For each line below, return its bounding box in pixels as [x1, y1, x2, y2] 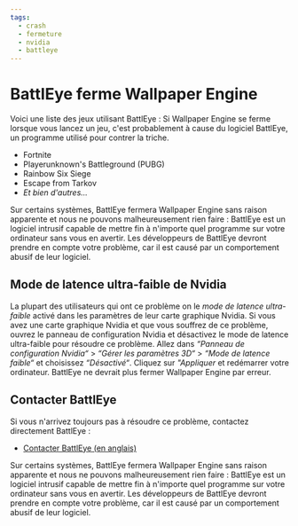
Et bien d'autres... [22, 187, 88, 198]
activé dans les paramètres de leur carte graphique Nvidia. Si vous [32, 310, 276, 320]
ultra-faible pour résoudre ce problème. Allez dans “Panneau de [10, 338, 245, 349]
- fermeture [18, 29, 63, 38]
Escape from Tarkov [22, 178, 97, 189]
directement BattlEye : [10, 425, 91, 436]
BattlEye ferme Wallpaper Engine [10, 84, 258, 105]
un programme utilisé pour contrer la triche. [10, 132, 169, 143]
